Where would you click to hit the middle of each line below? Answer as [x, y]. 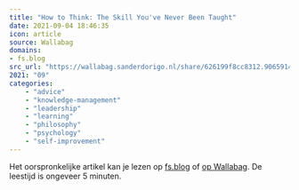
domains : [25, 51]
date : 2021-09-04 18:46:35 [59, 26]
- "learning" [49, 116]
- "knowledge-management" [73, 100]
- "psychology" [53, 133]
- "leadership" [53, 108]
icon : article [36, 34]
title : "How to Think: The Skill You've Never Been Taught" [123, 17]
